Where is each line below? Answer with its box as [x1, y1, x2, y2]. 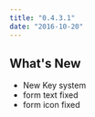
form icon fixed [22, 100, 80, 111]
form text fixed [22, 90, 79, 101]
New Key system [22, 80, 87, 91]
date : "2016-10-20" [9, 22, 84, 31]
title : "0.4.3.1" [9, 13, 76, 23]
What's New [9, 56, 81, 71]
